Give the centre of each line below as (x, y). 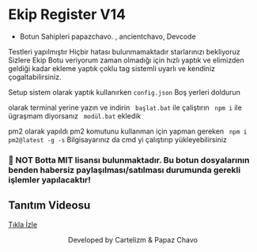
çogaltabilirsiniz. (35, 77)
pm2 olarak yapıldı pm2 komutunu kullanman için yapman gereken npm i (128, 131)
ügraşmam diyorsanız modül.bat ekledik (75, 115)
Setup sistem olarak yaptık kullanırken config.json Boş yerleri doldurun (125, 92)
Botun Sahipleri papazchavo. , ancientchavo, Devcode (108, 36)
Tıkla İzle (23, 224)
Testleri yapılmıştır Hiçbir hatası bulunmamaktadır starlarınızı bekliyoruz (124, 51)
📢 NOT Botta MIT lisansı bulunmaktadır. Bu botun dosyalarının (129, 160)
